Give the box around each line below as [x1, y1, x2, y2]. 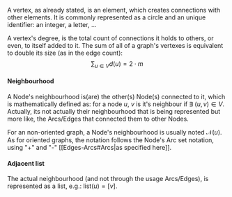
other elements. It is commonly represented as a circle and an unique [7, 13, 206, 22]
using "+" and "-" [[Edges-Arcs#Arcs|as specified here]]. [7, 144, 172, 151]
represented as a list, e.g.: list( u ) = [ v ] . [7, 182, 118, 190]
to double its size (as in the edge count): [7, 49, 123, 57]
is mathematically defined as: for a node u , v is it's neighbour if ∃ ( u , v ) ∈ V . [7, 100, 225, 108]
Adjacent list [7, 159, 45, 167]
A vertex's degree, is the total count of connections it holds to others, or [7, 34, 214, 42]
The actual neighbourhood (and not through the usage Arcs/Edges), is [7, 175, 209, 183]
